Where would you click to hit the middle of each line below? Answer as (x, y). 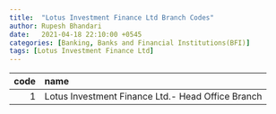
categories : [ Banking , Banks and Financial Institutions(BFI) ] (130, 43)
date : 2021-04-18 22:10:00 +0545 (76, 34)
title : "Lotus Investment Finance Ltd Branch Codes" (112, 18)
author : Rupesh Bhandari (56, 26)
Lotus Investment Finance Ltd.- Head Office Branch (153, 97)
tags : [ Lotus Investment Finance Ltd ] (82, 51)
